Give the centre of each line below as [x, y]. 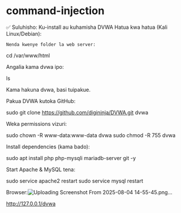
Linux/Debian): [24, 34]
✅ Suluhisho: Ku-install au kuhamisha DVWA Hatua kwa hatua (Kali [87, 27]
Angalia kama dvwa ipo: [35, 66]
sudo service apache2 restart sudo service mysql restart [75, 181]
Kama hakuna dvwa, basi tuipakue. [48, 89]
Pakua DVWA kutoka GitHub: [41, 101]
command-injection [55, 11]
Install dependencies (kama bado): [48, 147]
